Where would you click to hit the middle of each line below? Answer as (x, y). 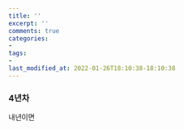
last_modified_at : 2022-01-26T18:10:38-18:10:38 (92, 69)
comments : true (34, 31)
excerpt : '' (28, 23)
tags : (17, 53)
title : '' (25, 16)
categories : (28, 38)
